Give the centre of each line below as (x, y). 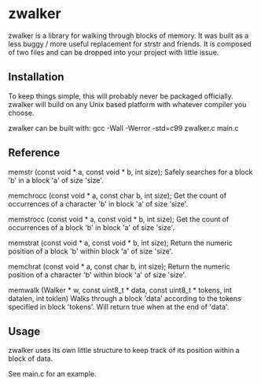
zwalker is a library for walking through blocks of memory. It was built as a (129, 35)
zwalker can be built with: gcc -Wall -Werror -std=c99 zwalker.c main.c (123, 128)
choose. (21, 113)
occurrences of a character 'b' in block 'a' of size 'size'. (98, 204)
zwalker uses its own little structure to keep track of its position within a (124, 351)
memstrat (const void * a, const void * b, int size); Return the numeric (121, 243)
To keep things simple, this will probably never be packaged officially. (121, 96)
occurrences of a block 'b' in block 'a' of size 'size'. (92, 227)
